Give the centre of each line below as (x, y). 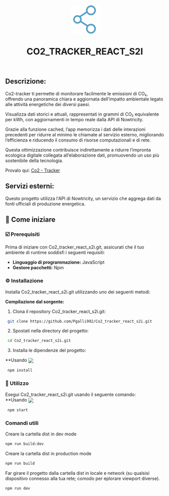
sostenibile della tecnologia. (34, 160)
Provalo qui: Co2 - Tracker (33, 170)
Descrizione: (26, 82)
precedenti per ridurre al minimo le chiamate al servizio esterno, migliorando (84, 134)
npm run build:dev (24, 444)
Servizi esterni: (30, 186)
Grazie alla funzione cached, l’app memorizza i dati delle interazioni (75, 129)
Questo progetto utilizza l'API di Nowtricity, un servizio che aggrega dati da (83, 198)
